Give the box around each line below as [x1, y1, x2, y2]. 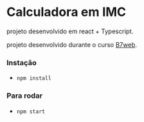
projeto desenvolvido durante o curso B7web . [6, 40, 137, 49]
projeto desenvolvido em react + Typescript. [6, 27, 134, 35]
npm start [16, 108, 46, 115]
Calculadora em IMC [6, 4, 127, 20]
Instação [6, 58, 37, 67]
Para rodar [6, 91, 43, 101]
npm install [16, 75, 51, 82]
